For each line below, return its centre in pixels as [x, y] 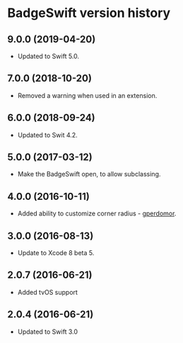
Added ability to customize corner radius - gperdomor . [97, 213]
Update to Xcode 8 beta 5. [56, 253]
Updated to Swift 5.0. [48, 56]
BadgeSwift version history [89, 13]
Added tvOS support [47, 292]
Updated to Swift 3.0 [48, 332]
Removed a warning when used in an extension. [87, 95]
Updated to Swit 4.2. [47, 135]
